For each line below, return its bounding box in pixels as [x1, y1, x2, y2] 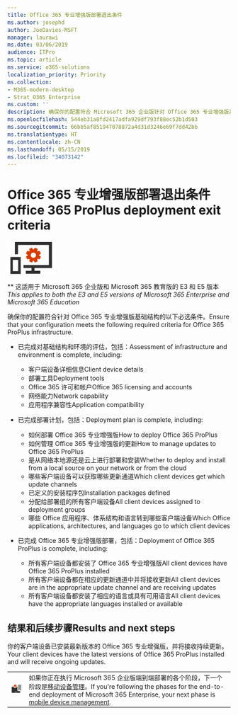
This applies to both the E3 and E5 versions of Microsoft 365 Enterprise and [7, 290, 229, 299]
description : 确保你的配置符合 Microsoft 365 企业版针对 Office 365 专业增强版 [7, 108, 229, 116]
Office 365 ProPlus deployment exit [7, 202, 221, 219]
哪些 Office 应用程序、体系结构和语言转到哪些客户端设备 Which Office [28, 514, 231, 522]
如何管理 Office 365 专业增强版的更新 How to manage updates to [28, 440, 216, 448]
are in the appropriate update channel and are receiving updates [28, 583, 217, 592]
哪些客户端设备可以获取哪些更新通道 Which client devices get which [28, 472, 225, 481]
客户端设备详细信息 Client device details [28, 365, 144, 374]
